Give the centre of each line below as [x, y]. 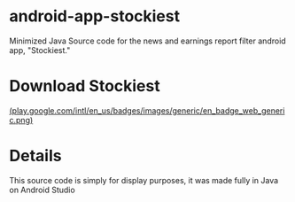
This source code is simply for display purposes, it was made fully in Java [144, 180]
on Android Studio [42, 190]
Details [35, 156]
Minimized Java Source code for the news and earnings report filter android [147, 41]
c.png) [21, 120]
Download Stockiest [85, 86]
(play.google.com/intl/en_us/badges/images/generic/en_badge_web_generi [147, 110]
